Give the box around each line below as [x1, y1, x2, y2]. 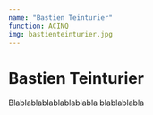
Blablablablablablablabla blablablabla [8, 97, 145, 108]
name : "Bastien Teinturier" [8, 12, 114, 22]
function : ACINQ [8, 21, 69, 30]
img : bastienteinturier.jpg [8, 29, 114, 38]
